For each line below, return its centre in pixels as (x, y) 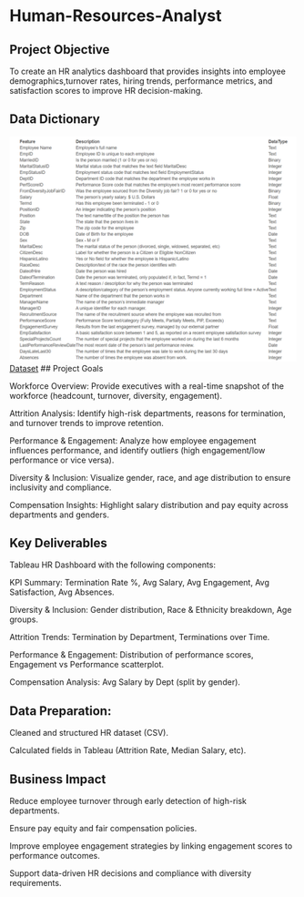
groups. (24, 619)
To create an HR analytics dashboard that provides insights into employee (148, 71)
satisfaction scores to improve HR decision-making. (106, 91)
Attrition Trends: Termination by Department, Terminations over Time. (140, 637)
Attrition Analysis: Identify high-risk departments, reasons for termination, (148, 413)
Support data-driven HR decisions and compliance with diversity (131, 873)
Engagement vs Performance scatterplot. (86, 665)
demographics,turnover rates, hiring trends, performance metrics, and (141, 81)
